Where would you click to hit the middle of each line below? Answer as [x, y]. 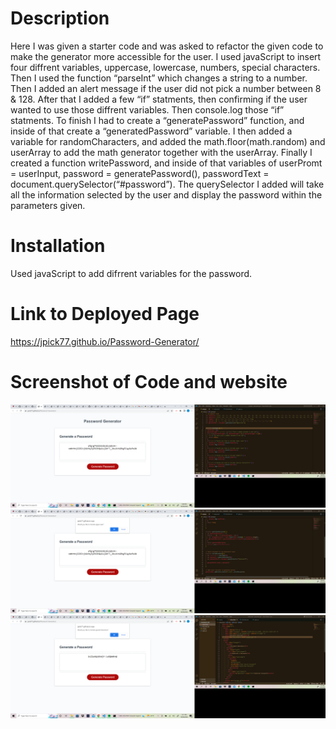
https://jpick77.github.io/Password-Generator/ [105, 341]
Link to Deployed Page [105, 314]
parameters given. [48, 205]
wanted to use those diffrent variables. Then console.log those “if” [147, 109]
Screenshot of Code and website [149, 382]
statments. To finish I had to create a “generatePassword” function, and [157, 120]
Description [60, 18]
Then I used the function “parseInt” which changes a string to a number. [159, 78]
